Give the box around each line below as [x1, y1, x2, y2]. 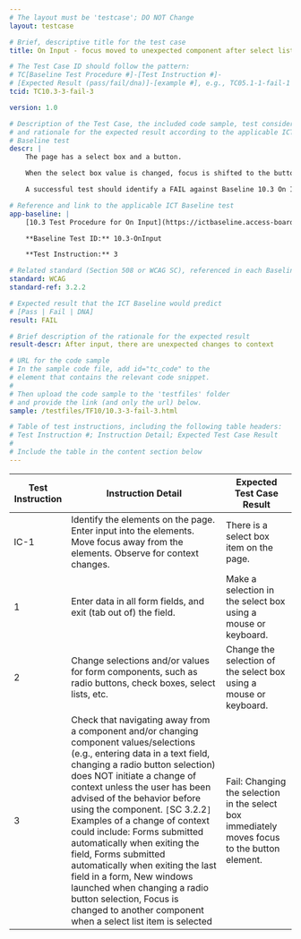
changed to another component [71, 903, 204, 916]
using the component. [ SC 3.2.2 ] [71, 803, 212, 815]
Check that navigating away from [71, 713, 211, 726]
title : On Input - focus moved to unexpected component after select [9, 46, 275, 55]
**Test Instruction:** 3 [25, 250, 118, 260]
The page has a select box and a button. [25, 153, 182, 162]
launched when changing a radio [71, 881, 209, 893]
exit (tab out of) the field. [71, 606, 176, 619]
